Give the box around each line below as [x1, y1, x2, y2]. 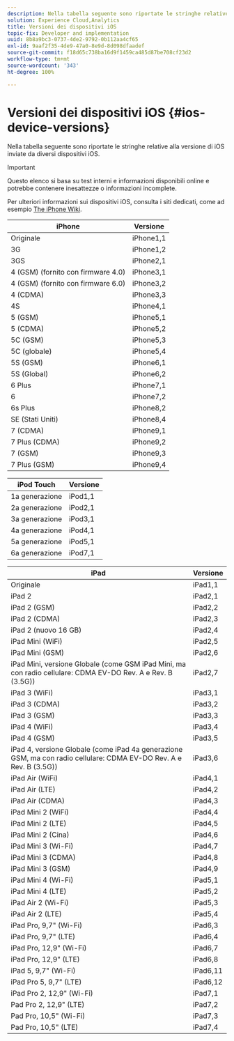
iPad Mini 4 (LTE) [10, 886, 67, 896]
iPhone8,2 [132, 403, 166, 413]
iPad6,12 [192, 977, 223, 987]
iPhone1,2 [132, 245, 166, 254]
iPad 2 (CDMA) [10, 614, 61, 624]
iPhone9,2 [132, 437, 166, 447]
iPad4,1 [192, 773, 219, 783]
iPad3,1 [192, 688, 219, 697]
